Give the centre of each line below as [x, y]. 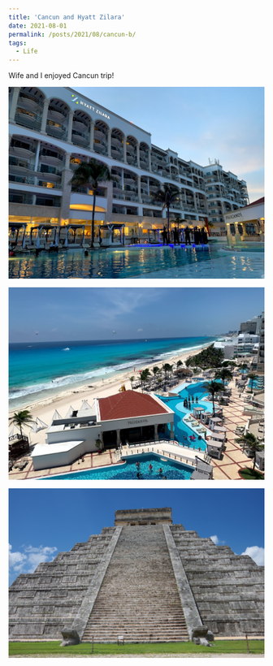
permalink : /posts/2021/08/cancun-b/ [72, 34]
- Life [27, 52]
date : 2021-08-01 [38, 26]
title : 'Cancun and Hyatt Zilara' [67, 17]
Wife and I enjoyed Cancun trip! [61, 76]
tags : [17, 43]
